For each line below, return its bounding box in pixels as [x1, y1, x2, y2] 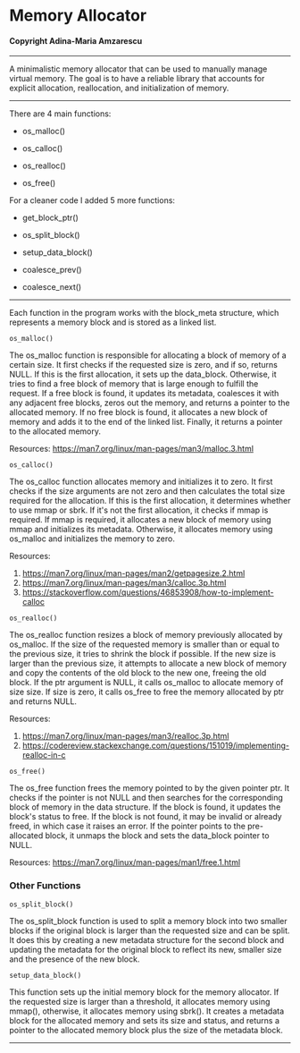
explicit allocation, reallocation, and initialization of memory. [9, 82, 229, 94]
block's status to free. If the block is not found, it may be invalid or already [9, 811, 283, 822]
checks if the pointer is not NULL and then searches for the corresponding [9, 793, 284, 803]
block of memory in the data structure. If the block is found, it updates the [9, 802, 281, 812]
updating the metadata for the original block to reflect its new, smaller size [9, 944, 282, 955]
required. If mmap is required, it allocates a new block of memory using [9, 514, 271, 525]
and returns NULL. [9, 696, 78, 707]
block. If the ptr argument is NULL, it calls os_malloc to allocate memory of [9, 677, 284, 688]
